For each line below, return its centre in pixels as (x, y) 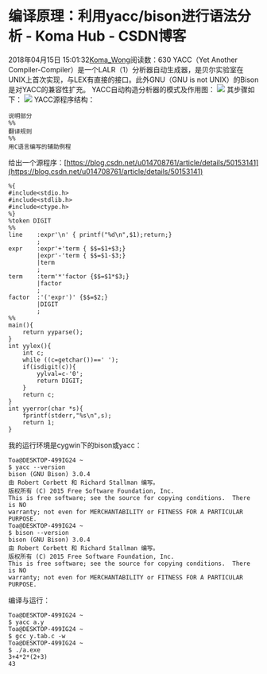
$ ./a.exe (25, 650)
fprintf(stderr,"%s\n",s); (67, 415)
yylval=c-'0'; (60, 374)
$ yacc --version (37, 467)
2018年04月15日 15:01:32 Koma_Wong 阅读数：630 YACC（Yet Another (123, 60)
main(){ (21, 325)
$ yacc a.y (26, 622)
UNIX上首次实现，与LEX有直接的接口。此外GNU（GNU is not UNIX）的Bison (133, 79)
